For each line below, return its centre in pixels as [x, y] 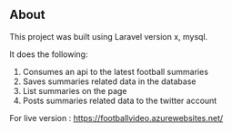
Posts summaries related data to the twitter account [120, 100]
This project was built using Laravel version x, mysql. [109, 36]
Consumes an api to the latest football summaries [116, 71]
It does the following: [49, 54]
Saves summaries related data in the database [109, 81]
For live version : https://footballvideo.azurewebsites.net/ [116, 118]
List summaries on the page [75, 90]
